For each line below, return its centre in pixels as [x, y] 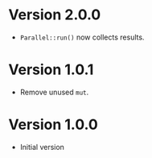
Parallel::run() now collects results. [82, 37]
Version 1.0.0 [53, 125]
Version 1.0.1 [51, 70]
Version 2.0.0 [55, 15]
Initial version [42, 147]
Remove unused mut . [54, 92]
